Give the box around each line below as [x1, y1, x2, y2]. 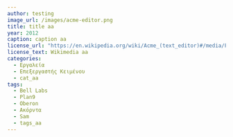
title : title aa [7, 23, 54, 30]
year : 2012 [7, 29, 39, 37]
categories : [7, 55, 42, 62]
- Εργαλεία [13, 62, 45, 68]
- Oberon [13, 100, 39, 107]
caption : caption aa [7, 36, 67, 43]
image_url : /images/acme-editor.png [7, 17, 113, 24]
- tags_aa [13, 119, 42, 127]
